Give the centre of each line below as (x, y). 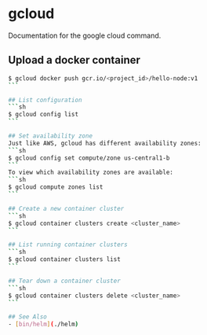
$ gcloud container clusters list (65, 260)
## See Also (27, 317)
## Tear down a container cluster (65, 281)
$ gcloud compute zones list (56, 187)
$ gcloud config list (44, 115)
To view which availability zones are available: (91, 173)
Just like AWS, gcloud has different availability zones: (105, 143)
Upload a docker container (74, 60)
